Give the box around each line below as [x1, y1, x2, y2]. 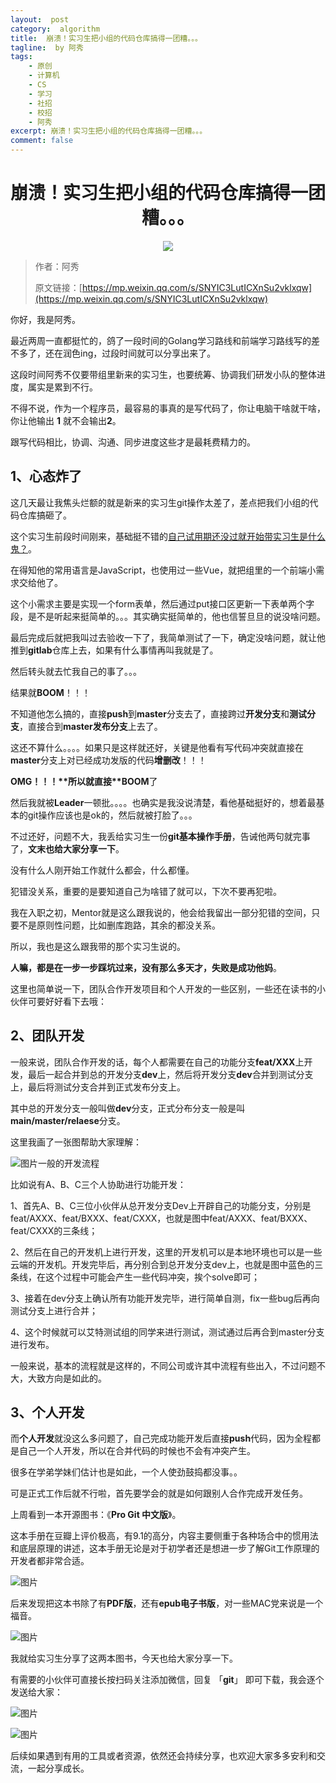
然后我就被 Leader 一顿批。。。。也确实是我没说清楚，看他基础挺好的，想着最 [10, 796, 317, 808]
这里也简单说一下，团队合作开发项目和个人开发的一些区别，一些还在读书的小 [10, 982, 326, 995]
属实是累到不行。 [27, 381, 98, 393]
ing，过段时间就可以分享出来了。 [79, 347, 217, 359]
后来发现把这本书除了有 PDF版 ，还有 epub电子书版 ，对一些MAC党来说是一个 [10, 1597, 324, 1610]
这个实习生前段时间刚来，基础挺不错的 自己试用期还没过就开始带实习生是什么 [10, 530, 326, 542]
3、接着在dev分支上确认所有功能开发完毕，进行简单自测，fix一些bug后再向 [10, 1292, 320, 1304]
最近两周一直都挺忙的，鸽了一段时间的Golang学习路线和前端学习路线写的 [10, 334, 312, 346]
